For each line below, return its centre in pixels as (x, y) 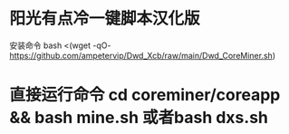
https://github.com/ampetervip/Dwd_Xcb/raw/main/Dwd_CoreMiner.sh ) (143, 55)
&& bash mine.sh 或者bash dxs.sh (139, 118)
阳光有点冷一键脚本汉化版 (105, 19)
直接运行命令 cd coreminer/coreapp (145, 95)
